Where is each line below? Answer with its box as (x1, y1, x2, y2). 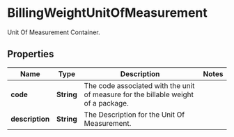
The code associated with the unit (84, 80, 195, 90)
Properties (7, 48, 54, 60)
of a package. (84, 98, 129, 108)
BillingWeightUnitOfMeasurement (7, 5, 208, 21)
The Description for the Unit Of (84, 110, 185, 120)
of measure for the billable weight (84, 89, 194, 99)
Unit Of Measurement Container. (7, 28, 100, 36)
